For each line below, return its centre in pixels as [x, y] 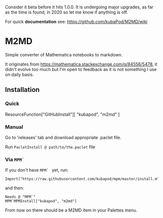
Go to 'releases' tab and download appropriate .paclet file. [63, 137]
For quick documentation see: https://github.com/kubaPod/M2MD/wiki [76, 22]
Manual [14, 127]
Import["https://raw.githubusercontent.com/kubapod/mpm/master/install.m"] [83, 179]
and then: [15, 188]
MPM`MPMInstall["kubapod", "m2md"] [41, 201]
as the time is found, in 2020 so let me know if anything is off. [67, 12]
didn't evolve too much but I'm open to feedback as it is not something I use [81, 69]
